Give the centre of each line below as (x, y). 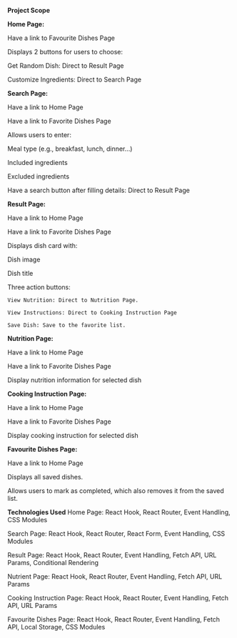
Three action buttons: (39, 287)
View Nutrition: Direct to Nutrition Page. (73, 300)
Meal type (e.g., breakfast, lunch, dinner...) (70, 149)
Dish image (24, 259)
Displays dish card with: (42, 245)
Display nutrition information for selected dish (75, 380)
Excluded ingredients (39, 176)
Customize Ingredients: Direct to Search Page (74, 79)
